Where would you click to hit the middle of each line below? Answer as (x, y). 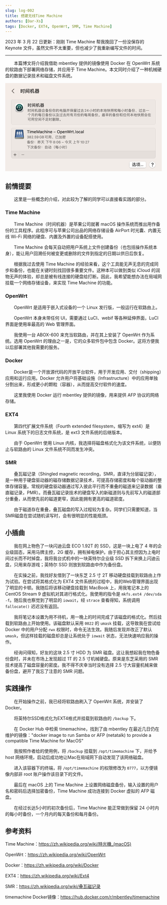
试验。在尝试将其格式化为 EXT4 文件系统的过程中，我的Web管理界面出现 (84, 581)
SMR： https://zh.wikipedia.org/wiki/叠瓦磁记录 (53, 887)
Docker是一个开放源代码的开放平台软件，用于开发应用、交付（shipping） (87, 372)
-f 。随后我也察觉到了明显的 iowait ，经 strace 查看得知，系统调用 (73, 600)
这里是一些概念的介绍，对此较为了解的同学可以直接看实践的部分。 (81, 199)
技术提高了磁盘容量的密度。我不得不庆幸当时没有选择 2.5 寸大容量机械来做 (82, 665)
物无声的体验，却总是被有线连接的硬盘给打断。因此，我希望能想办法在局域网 (83, 276)
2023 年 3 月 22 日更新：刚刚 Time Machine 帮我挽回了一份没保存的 (75, 42)
